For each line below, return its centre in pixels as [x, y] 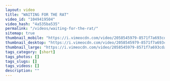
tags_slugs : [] [21, 61]
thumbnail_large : [24, 47]
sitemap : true [20, 33]
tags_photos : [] [22, 57]
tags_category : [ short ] [30, 52]
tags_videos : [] [22, 66]
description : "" [22, 71]
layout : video [20, 10]
